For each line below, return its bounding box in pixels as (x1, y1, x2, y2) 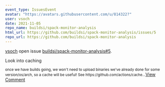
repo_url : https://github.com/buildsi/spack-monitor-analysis (5, 35, 136, 40)
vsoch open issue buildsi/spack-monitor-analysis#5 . (5, 48, 112, 54)
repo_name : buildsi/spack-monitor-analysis (5, 26, 97, 30)
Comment (5, 77, 26, 83)
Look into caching (5, 58, 42, 63)
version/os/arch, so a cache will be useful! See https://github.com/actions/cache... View (5, 71, 156, 77)
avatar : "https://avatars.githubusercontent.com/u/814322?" (5, 12, 132, 17)
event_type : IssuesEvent (5, 7, 56, 12)
